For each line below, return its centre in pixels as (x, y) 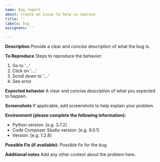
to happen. (16, 96)
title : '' (15, 19)
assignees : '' (20, 28)
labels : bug (17, 23)
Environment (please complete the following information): (66, 115)
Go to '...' (21, 66)
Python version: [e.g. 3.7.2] (40, 125)
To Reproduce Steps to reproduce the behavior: (54, 56)
